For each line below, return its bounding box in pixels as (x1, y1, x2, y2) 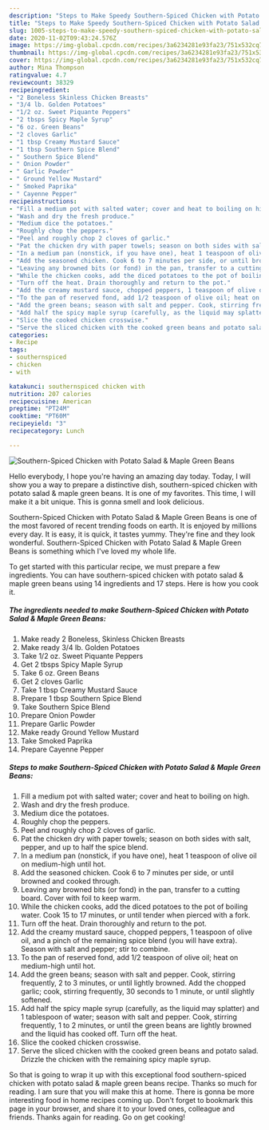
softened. (20, 995, 53, 1005)
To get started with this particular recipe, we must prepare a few (9, 561, 220, 571)
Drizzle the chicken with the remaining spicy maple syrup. (20, 1054, 212, 1064)
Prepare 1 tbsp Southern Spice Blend (20, 693, 142, 703)
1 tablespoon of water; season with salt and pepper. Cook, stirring (20, 1012, 238, 1021)
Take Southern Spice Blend (20, 702, 111, 712)
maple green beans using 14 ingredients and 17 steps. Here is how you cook (9, 578, 259, 588)
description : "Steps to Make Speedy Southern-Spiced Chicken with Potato (9, 11, 260, 20)
